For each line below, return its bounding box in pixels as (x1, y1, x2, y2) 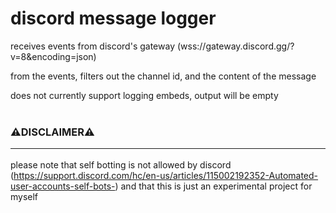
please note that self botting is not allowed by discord (10, 158, 232, 171)
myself (10, 190, 39, 202)
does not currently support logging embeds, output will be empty (10, 89, 279, 101)
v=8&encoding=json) (10, 50, 97, 62)
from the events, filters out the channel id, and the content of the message (10, 70, 317, 82)
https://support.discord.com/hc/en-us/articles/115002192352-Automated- (13, 169, 319, 181)
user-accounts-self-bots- (10, 180, 116, 192)
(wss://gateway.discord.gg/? (176, 40, 295, 52)
